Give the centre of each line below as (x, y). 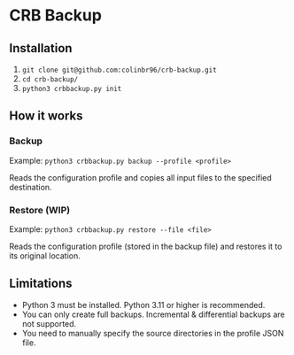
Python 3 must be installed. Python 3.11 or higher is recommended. (143, 305)
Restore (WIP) (40, 210)
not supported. (49, 323)
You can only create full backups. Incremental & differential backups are (153, 314)
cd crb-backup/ (50, 80)
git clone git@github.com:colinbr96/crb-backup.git (119, 70)
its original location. (45, 255)
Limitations (41, 284)
